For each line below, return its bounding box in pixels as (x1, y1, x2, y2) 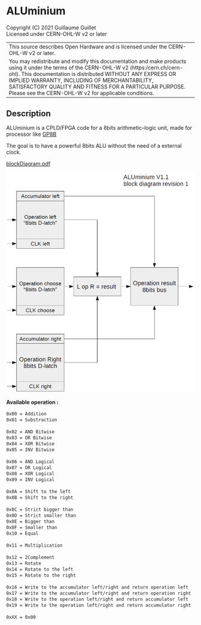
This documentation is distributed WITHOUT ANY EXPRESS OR (21, 70, 176, 77)
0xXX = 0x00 (6, 614, 36, 620)
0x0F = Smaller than (6, 525, 58, 531)
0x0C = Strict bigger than (6, 507, 74, 513)
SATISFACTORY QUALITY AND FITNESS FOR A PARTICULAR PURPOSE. (8, 83, 186, 90)
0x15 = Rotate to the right (6, 572, 77, 578)
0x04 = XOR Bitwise (6, 441, 55, 447)
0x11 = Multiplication (6, 542, 63, 548)
